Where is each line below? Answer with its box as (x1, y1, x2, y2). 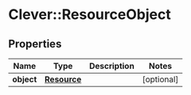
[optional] (142, 74, 179, 85)
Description (88, 61, 135, 71)
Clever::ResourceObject (8, 6, 171, 24)
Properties (8, 37, 62, 51)
